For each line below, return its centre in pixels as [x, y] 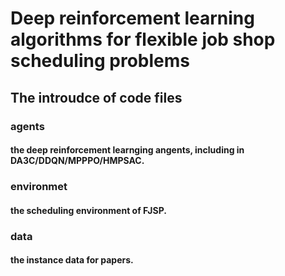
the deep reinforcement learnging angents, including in [127, 150]
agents [27, 126]
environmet [39, 187]
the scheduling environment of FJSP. [88, 210]
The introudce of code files [96, 97]
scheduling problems [100, 61]
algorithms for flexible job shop [143, 39]
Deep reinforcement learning [132, 18]
